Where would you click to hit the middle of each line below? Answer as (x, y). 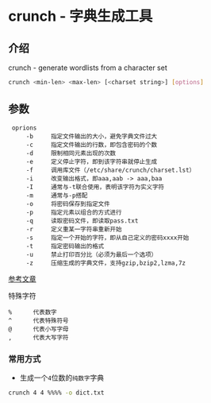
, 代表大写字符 (38, 337)
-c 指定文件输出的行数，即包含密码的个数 (91, 145)
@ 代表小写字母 (38, 329)
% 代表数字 (33, 312)
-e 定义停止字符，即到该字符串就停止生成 (91, 161)
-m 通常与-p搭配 (57, 196)
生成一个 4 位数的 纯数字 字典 (62, 378)
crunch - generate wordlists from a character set (88, 68)
